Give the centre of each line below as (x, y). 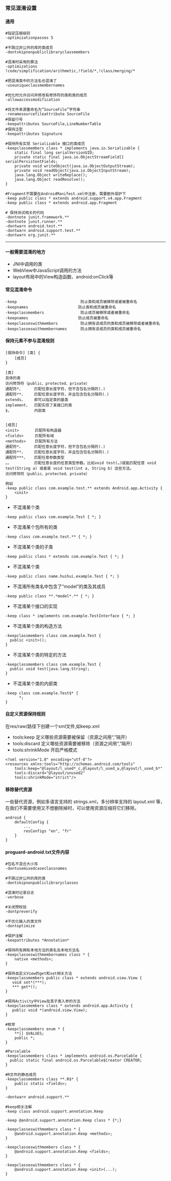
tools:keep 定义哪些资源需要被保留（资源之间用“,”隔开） (71, 737)
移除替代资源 (19, 789)
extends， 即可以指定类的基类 (37, 399)
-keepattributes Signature (34, 134)
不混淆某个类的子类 (33, 547)
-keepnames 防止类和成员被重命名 (61, 307)
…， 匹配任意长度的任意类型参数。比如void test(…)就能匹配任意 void (81, 463)
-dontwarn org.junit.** (31, 235)
